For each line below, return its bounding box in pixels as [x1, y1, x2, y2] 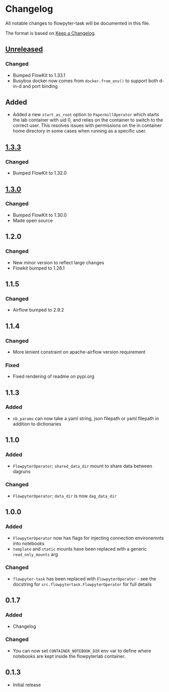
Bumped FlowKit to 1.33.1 [12, 72, 66, 78]
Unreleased [5, 45, 44, 54]
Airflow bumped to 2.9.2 [12, 307, 65, 313]
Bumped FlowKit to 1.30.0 [12, 212, 67, 218]
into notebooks [12, 540, 45, 547]
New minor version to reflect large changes [12, 259, 104, 265]
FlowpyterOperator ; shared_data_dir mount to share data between [12, 463, 153, 469]
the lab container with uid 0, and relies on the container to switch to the [12, 117, 163, 123]
